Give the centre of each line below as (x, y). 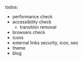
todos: (12, 7)
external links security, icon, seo (45, 43)
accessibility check (32, 22)
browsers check (29, 32)
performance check (32, 16)
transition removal (38, 27)
